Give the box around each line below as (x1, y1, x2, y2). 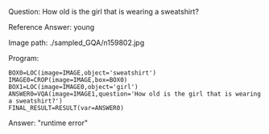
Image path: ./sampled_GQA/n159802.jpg (8, 38, 145, 47)
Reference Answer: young (8, 22, 95, 31)
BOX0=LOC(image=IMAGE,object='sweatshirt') (8, 69, 157, 77)
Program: (8, 54, 39, 63)
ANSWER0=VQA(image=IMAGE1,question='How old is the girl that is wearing (8, 90, 262, 98)
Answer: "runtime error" (8, 118, 89, 128)
